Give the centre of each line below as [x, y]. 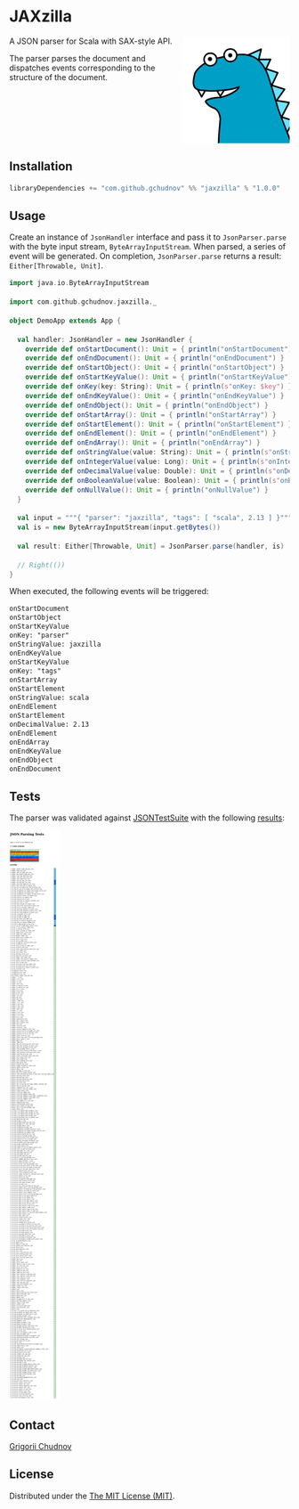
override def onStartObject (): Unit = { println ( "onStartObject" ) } [155, 368]
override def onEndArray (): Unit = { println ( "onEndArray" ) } [143, 443]
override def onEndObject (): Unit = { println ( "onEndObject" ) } [147, 405]
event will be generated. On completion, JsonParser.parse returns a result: [145, 257]
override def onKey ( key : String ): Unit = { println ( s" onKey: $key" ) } [159, 387]
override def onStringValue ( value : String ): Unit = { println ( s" [149, 453]
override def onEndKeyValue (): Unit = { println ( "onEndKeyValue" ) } [155, 396]
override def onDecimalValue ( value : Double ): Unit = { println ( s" [151, 471]
